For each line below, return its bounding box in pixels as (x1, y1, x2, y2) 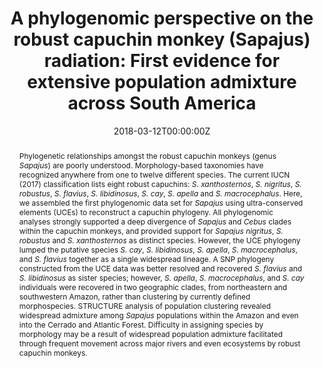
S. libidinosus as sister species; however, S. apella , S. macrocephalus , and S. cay (18, 272, 305, 283)
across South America (67, 92, 257, 115)
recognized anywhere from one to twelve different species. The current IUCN (18, 169, 291, 180)
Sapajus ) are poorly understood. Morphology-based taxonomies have (18, 160, 264, 171)
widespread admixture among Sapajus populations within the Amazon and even (18, 310, 299, 321)
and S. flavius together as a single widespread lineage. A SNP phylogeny (18, 253, 275, 264)
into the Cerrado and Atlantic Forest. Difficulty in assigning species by (18, 319, 264, 330)
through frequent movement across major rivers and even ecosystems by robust (18, 338, 301, 349)
